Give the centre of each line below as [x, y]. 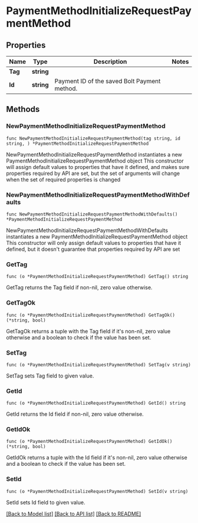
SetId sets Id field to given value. [46, 502]
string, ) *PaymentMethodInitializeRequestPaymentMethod [77, 143]
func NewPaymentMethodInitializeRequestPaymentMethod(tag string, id [93, 138]
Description [110, 62]
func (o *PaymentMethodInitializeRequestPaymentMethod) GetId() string [96, 403]
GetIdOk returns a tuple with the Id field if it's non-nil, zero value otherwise [97, 458]
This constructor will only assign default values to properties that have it [94, 243]
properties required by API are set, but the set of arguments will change [93, 173]
